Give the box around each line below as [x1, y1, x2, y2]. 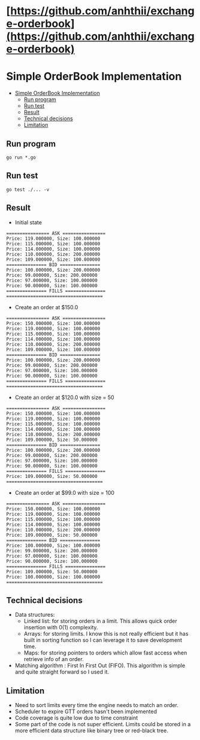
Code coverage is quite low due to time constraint [14, 714, 138, 721]
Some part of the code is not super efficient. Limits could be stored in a [14, 721, 191, 728]
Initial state [14, 218, 42, 226]
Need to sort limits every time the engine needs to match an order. [14, 702, 178, 709]
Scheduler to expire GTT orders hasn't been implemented [14, 708, 157, 715]
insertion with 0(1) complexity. [23, 624, 98, 631]
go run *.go [6, 154, 36, 160]
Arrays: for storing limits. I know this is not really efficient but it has [23, 630, 189, 638]
